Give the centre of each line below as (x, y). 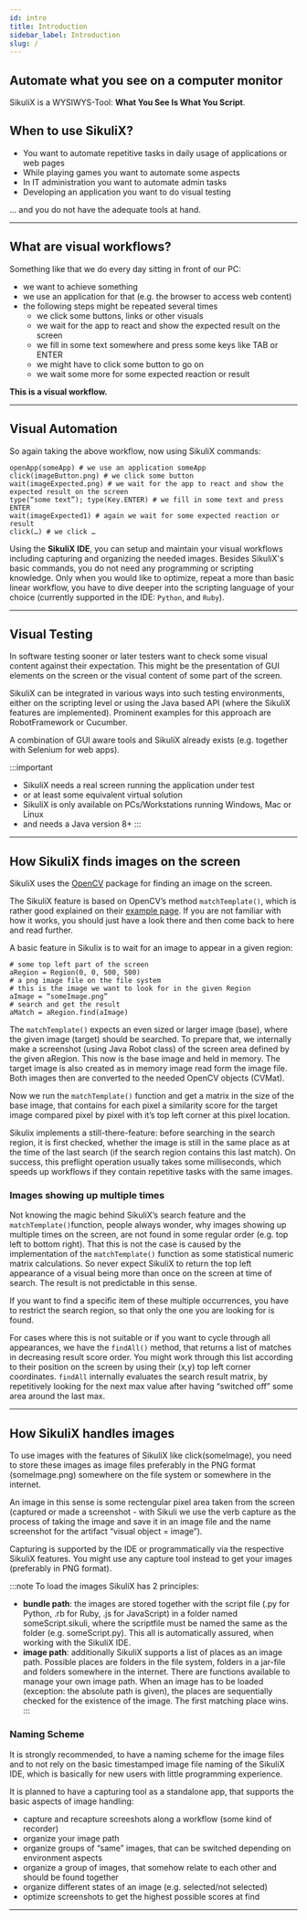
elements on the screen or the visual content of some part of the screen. (146, 676)
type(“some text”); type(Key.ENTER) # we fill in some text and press (147, 500)
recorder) (41, 1829)
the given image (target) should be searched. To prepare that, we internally (151, 1039)
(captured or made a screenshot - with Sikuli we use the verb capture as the (153, 1512)
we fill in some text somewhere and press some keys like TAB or (157, 344)
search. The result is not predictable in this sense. (104, 1283)
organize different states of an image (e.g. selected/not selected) (145, 1886)
